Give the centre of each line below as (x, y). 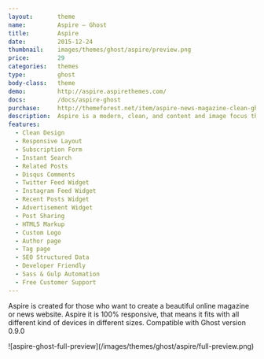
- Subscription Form (49, 150)
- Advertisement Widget (54, 208)
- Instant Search (44, 157)
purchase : (24, 108)
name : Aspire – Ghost (58, 25)
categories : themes (44, 67)
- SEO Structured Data (52, 257)
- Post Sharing (40, 216)
